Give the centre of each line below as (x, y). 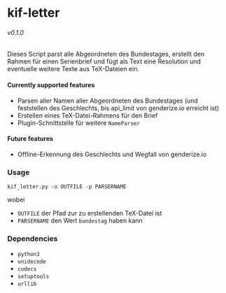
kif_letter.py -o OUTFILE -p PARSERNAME (67, 187)
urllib (27, 284)
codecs (27, 269)
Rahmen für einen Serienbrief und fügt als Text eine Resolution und (104, 61)
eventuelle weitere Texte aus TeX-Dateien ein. (73, 69)
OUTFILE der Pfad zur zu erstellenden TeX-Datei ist (90, 213)
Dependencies (33, 239)
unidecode (32, 262)
